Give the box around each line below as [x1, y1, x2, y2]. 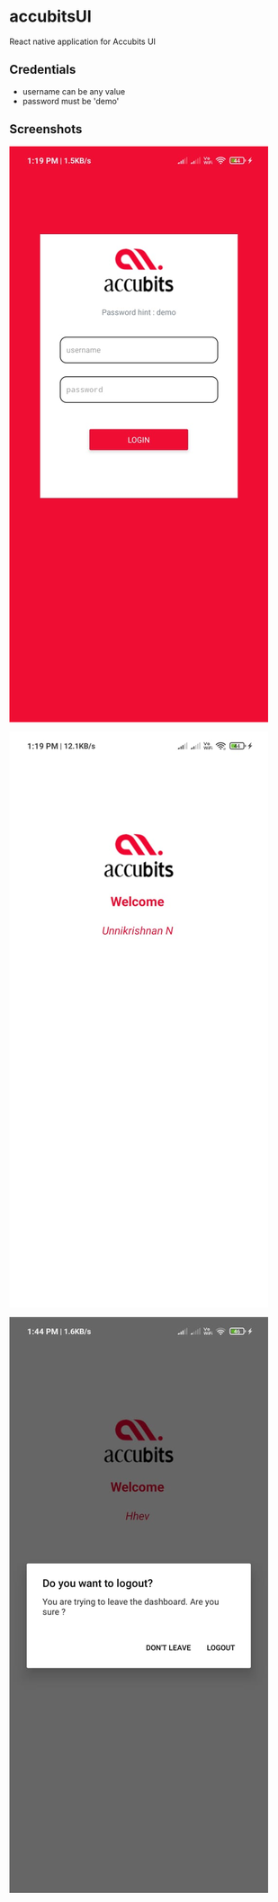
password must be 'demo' [22, 95, 120, 106]
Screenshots [9, 121, 83, 137]
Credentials [9, 62, 76, 77]
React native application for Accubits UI [9, 36, 156, 47]
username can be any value [22, 85, 126, 96]
